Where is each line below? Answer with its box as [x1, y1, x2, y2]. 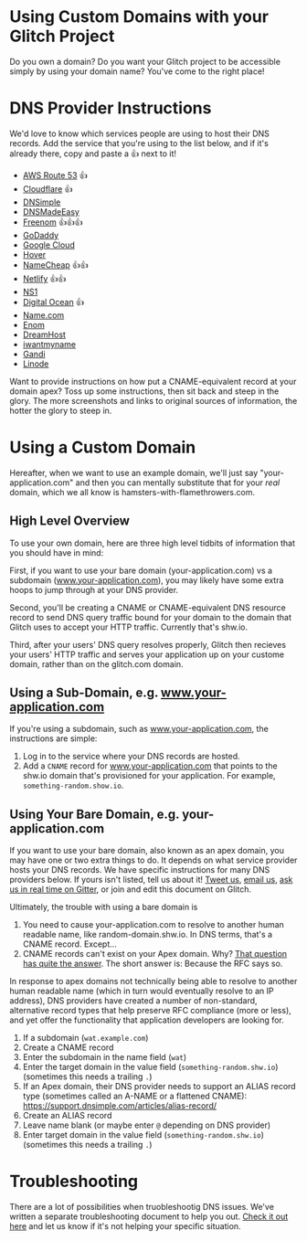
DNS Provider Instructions [9, 98, 212, 119]
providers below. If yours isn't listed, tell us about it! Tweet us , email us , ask [9, 875, 293, 886]
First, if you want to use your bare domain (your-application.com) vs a [9, 565, 272, 576]
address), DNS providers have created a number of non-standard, [9, 995, 258, 1006]
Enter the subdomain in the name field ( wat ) [22, 1052, 187, 1063]
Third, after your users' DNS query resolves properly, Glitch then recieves [9, 639, 286, 650]
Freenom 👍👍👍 [22, 217, 83, 228]
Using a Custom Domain [9, 437, 196, 458]
